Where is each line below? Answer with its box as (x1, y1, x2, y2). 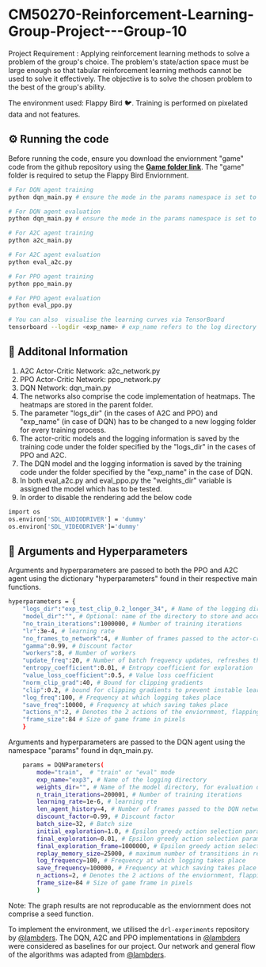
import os (8, 507, 41, 516)
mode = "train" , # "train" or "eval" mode (36, 768, 176, 776)
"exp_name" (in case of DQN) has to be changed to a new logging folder (19, 416, 256, 426)
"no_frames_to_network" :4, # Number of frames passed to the (22, 634, 228, 643)
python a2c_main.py (8, 236, 73, 245)
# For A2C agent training (8, 229, 93, 237)
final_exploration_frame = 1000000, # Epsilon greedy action (36, 842, 236, 850)
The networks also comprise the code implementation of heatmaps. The (19, 391, 256, 401)
